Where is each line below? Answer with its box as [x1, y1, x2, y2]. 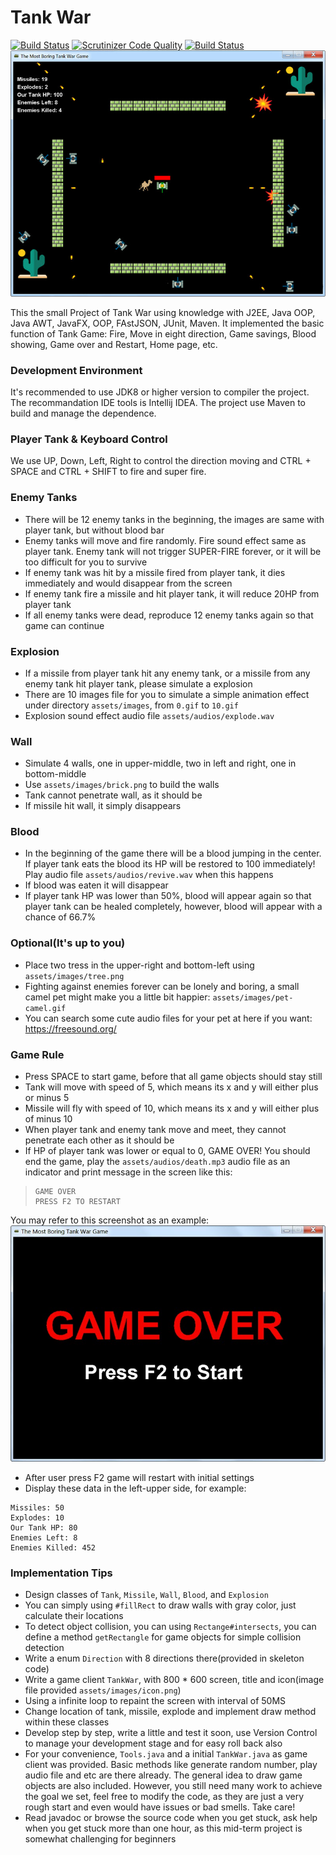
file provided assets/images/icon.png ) [24, 1684, 182, 1696]
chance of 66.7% [24, 911, 97, 923]
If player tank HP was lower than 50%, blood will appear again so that [24, 890, 312, 902]
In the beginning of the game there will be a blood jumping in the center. [24, 847, 322, 860]
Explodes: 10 [10, 1513, 65, 1523]
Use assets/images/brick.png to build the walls [24, 779, 220, 791]
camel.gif [24, 1003, 67, 1013]
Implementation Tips [10, 1566, 113, 1580]
